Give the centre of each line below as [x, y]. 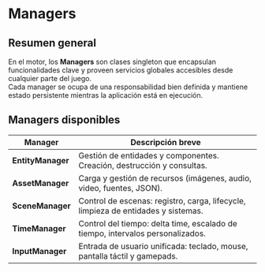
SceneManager [41, 206]
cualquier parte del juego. [50, 78]
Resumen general [52, 43]
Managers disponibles [64, 120]
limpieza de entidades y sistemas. [141, 211]
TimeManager [39, 228]
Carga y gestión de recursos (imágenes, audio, [165, 178]
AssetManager [41, 183]
